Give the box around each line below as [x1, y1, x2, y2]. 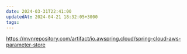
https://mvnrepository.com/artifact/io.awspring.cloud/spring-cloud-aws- [6, 35, 181, 42]
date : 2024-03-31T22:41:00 [6, 8, 72, 15]
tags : [6, 19, 19, 25]
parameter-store [6, 41, 46, 48]
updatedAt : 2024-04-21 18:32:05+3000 [6, 14, 98, 20]
